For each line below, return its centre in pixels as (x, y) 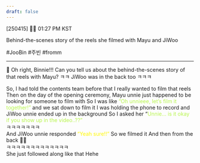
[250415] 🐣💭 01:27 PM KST (39, 28)
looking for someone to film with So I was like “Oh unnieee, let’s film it (91, 101)
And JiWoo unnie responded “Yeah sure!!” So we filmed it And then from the (100, 133)
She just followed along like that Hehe (52, 154)
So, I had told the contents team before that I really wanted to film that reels (99, 88)
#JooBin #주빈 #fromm (34, 52)
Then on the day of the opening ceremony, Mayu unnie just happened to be (99, 95)
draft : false (22, 12)
